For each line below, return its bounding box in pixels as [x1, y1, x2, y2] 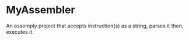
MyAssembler [6, 3, 75, 17]
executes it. [6, 28, 34, 35]
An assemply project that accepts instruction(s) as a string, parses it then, [6, 22, 184, 29]
